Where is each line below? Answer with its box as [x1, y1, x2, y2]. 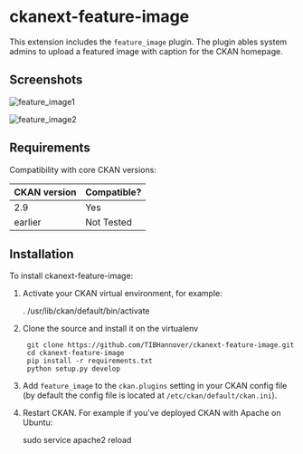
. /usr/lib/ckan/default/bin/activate [22, 305, 151, 316]
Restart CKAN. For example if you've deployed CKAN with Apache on [22, 408, 281, 419]
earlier [14, 216, 42, 228]
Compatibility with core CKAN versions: [9, 164, 156, 175]
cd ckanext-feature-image [26, 349, 125, 358]
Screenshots [9, 72, 83, 88]
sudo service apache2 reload [22, 435, 132, 446]
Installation [9, 246, 74, 262]
